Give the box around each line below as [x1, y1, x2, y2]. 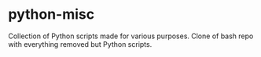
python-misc [8, 5, 95, 23]
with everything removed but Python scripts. [8, 39, 153, 48]
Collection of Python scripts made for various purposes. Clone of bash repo [8, 31, 254, 41]
